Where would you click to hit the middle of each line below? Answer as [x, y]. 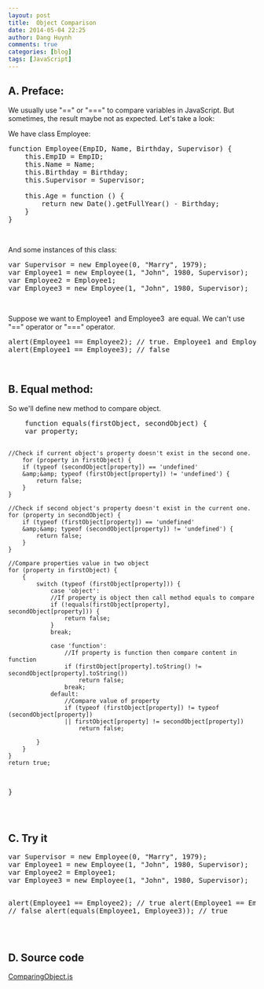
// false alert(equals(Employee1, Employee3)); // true [118, 911]
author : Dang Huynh [40, 37]
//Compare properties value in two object [79, 563]
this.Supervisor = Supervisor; [85, 180]
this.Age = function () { [75, 196]
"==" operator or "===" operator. [62, 326]
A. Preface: [36, 91]
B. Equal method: [51, 390]
